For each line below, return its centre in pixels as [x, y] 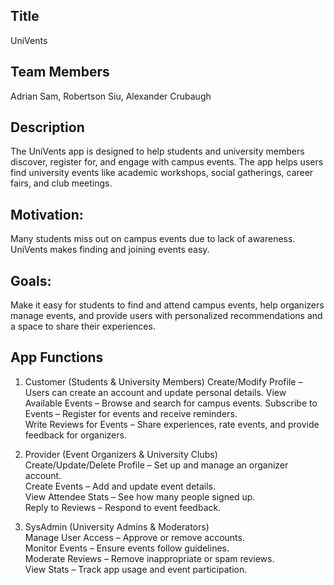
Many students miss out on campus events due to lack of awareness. [153, 239]
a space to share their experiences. [83, 326]
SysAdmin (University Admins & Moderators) [117, 526]
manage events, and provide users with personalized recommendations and [166, 316]
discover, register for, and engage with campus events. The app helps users [167, 162]
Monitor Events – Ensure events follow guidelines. [127, 548]
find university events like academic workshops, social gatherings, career [162, 173]
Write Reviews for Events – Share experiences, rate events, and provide [172, 424]
